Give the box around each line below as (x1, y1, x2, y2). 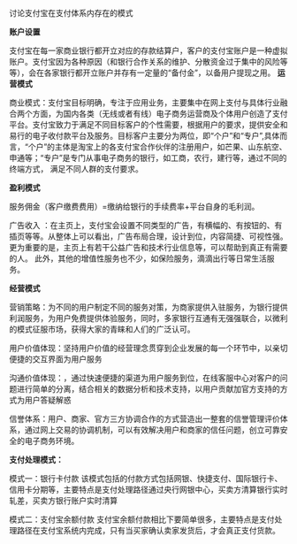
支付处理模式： (9, 455, 64, 464)
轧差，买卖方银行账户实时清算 (9, 495, 118, 506)
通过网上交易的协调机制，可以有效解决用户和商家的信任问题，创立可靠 (24, 425, 280, 435)
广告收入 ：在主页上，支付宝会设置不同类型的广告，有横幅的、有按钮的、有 (9, 220, 283, 230)
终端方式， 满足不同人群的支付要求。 (9, 164, 143, 174)
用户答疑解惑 (24, 395, 72, 405)
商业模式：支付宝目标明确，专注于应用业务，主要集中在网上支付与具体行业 (9, 97, 280, 108)
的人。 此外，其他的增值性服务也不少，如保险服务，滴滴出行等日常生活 (9, 253, 267, 264)
